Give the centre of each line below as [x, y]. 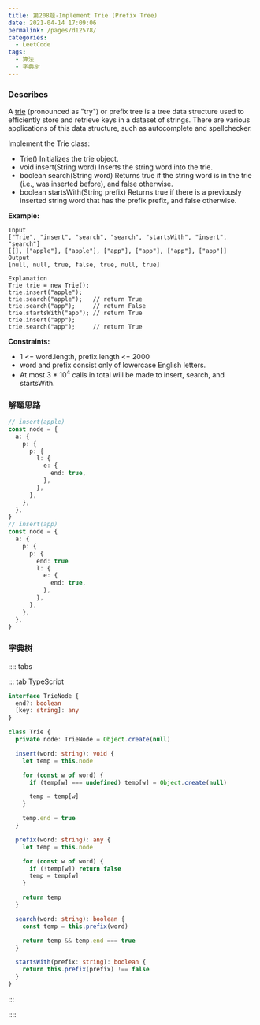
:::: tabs [20, 666]
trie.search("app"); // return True [76, 327]
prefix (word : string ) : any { [63, 840]
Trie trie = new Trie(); [49, 286]
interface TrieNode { [44, 696]
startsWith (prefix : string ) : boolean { [81, 962]
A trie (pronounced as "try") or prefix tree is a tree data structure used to [126, 112]
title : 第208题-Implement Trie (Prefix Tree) [83, 15]
